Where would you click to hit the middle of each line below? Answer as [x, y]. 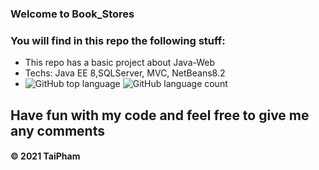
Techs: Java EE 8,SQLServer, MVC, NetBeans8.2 [125, 73]
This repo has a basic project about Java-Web [120, 63]
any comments [57, 130]
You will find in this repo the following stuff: [118, 40]
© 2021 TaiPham [45, 156]
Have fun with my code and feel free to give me [160, 115]
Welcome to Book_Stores [72, 14]
